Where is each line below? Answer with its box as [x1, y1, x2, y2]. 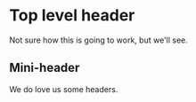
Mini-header [9, 60, 80, 75]
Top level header [9, 5, 135, 26]
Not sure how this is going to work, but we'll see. [9, 35, 189, 45]
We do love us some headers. [9, 83, 118, 94]
